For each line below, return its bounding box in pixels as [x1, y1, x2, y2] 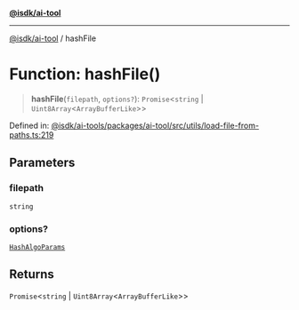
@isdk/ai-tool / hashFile [9, 33, 96, 44]
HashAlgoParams [9, 242, 66, 251]
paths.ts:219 [9, 129, 54, 140]
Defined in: [9, 120, 50, 131]
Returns [9, 266, 55, 282]
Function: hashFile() [9, 64, 161, 84]
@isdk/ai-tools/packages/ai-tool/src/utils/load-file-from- [51, 120, 260, 131]
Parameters [9, 155, 76, 171]
